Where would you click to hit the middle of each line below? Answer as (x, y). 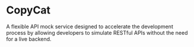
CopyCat (28, 10)
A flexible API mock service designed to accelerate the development (90, 26)
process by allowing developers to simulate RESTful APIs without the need (97, 32)
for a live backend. (29, 39)
